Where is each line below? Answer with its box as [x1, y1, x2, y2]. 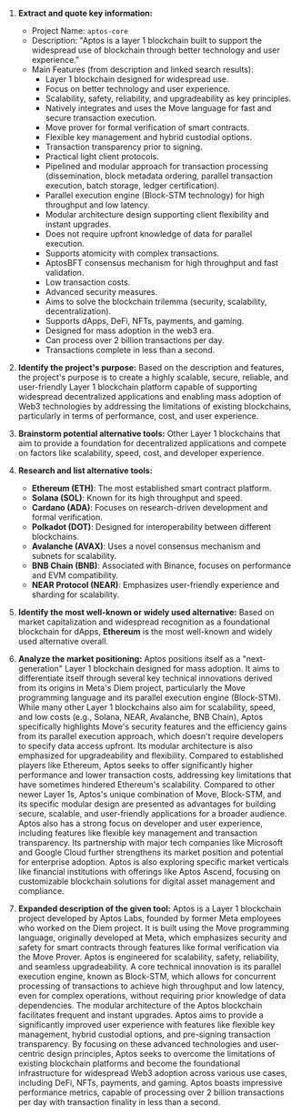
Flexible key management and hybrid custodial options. [45, 132, 253, 142]
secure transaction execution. [45, 113, 157, 123]
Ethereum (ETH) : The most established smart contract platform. [31, 482, 272, 493]
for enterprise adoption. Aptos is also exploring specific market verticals [17, 857, 289, 867]
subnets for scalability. [31, 551, 116, 561]
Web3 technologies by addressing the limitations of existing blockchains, [17, 401, 292, 411]
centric [17, 1049, 45, 1059]
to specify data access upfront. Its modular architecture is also [17, 741, 253, 751]
